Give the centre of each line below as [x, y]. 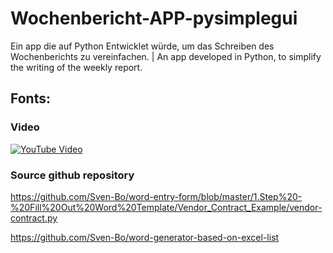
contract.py [34, 218]
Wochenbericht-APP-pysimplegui [154, 18]
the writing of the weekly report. [76, 67]
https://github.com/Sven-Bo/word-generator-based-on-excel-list [145, 237]
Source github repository [72, 175]
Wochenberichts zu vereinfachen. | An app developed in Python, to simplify [166, 56]
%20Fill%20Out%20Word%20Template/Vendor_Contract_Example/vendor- [166, 207]
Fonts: [30, 98]
